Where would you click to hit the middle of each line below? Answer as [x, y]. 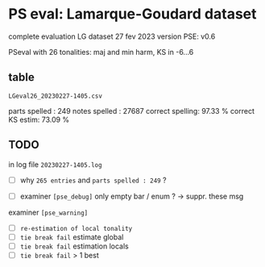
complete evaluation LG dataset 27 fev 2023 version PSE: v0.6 [112, 36]
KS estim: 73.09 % [39, 119]
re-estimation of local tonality [76, 228]
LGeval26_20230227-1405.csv [56, 96]
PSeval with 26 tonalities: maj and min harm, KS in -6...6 [101, 52]
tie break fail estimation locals [74, 246]
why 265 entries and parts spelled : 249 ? [93, 180]
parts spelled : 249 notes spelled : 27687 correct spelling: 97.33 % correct [132, 111]
